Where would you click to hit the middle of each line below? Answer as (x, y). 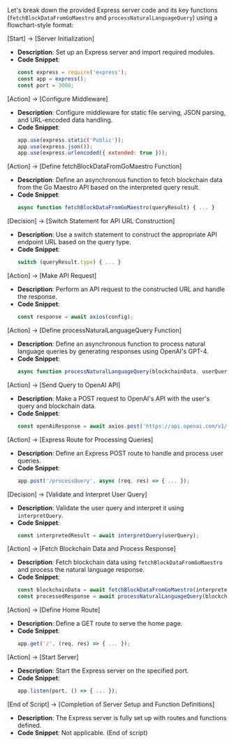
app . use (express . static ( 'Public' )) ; (71, 140)
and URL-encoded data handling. (65, 120)
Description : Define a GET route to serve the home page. (100, 624)
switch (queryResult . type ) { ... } (69, 262)
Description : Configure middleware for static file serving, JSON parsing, (121, 112)
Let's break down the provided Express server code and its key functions (112, 10)
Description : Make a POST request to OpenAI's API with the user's (114, 398)
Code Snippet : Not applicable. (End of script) (82, 732)
